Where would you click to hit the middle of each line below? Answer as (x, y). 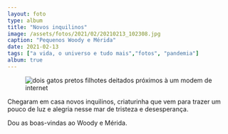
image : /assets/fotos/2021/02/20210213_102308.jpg (84, 34)
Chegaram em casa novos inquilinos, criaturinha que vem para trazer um (114, 101)
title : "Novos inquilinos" (47, 27)
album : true (25, 60)
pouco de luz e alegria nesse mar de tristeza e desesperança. (98, 109)
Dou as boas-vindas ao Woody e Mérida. (67, 123)
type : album (25, 21)
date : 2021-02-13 (33, 47)
